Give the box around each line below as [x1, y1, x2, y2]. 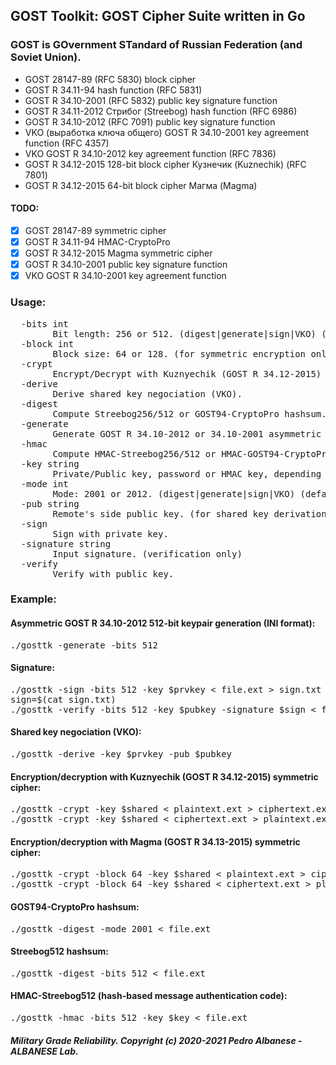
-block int [20, 338, 75, 349]
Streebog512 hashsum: [10, 945, 109, 958]
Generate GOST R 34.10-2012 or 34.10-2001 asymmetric [52, 428, 322, 439]
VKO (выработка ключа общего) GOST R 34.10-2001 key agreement [24, 126, 310, 138]
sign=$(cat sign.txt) [10, 694, 117, 705]
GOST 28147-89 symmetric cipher [24, 224, 167, 236]
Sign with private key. [52, 528, 169, 539]
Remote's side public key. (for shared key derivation [52, 508, 327, 519]
